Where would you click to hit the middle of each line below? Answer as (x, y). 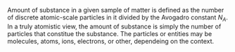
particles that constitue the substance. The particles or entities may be (110, 33)
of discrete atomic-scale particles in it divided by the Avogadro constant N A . (118, 18)
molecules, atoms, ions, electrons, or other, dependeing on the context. (111, 41)
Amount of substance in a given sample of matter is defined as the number (116, 10)
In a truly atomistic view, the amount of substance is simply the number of (114, 26)
